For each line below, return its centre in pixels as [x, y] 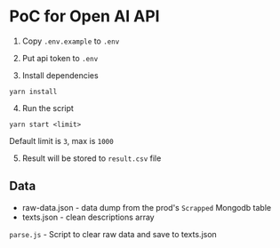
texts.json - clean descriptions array [88, 217]
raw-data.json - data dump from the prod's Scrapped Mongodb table [147, 207]
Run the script [48, 108]
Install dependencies [60, 75]
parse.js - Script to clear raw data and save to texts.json [113, 234]
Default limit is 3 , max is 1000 [61, 140]
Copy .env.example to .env [71, 41]
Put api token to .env [60, 58]
